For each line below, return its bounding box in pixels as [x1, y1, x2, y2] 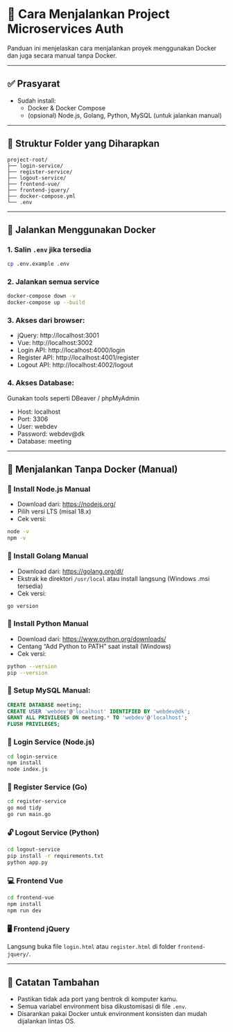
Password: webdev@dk [17, 430, 85, 438]
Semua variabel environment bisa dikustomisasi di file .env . [17, 1002, 187, 1010]
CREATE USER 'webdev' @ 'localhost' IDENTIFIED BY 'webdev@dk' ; [7, 708, 191, 715]
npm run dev [7, 907, 42, 915]
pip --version [7, 669, 49, 676]
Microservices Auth [7, 21, 124, 37]
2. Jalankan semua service [7, 277, 100, 287]
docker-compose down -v [7, 293, 76, 300]
